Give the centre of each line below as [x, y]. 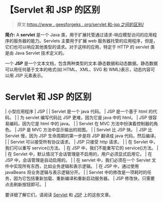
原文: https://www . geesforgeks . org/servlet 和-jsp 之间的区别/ [80, 24]
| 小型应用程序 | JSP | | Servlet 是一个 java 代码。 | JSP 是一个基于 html [76, 111]
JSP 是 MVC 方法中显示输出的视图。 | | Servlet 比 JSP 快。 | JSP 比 [85, 129]
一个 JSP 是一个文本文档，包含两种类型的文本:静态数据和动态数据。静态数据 [81, 63]
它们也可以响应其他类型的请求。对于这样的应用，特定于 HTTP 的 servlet [77, 47]
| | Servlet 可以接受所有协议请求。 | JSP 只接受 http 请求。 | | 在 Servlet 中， [81, 142]
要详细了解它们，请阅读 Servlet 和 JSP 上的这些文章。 [59, 195]
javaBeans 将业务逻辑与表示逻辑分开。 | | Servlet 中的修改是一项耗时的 [76, 172]
